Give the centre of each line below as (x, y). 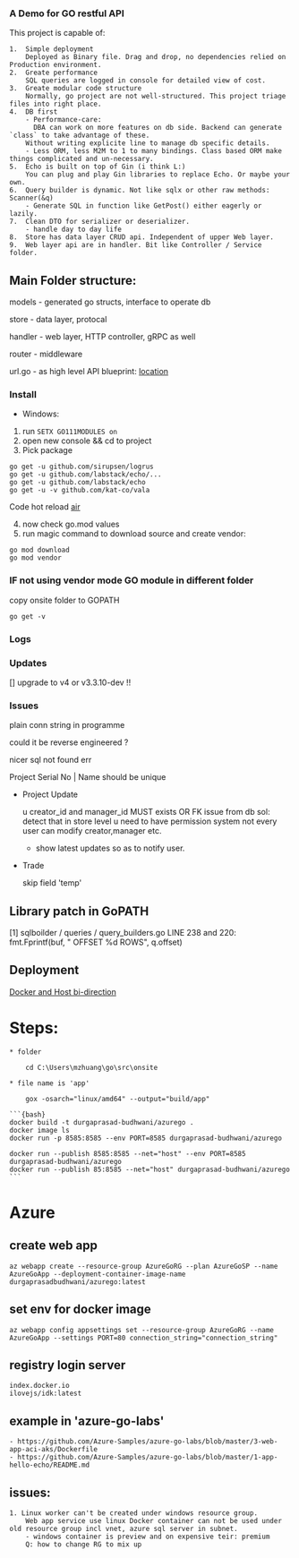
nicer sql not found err (51, 760)
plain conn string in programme (67, 725)
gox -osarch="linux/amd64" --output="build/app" (118, 1099)
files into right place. (56, 104)
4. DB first (34, 112)
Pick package (47, 450)
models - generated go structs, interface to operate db (110, 302)
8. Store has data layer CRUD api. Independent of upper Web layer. (142, 237)
